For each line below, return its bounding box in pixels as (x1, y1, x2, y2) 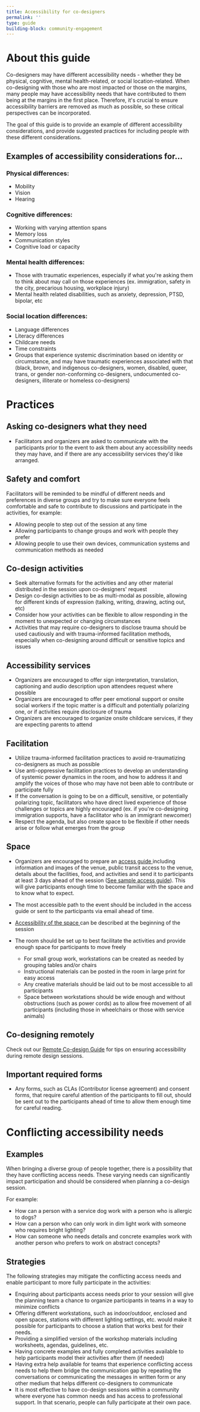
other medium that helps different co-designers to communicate (14, 1380, 173, 1387)
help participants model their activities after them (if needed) (14, 1354, 165, 1362)
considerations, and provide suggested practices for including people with (6, 127, 189, 135)
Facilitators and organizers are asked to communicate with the (14, 437, 168, 444)
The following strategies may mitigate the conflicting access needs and (6, 1272, 181, 1280)
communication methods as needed (14, 546, 103, 553)
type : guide (6, 20, 36, 26)
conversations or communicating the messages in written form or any (14, 1374, 186, 1381)
